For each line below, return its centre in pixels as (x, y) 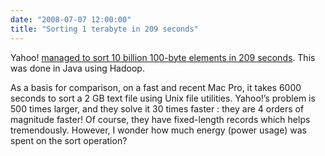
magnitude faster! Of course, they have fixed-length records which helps (160, 119)
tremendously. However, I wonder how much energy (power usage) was (158, 130)
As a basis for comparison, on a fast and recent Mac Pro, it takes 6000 (156, 87)
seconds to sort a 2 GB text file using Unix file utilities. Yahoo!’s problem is (163, 98)
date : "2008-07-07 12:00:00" (71, 19)
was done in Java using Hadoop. (77, 68)
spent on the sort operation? (69, 140)
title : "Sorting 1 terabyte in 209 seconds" (104, 29)
